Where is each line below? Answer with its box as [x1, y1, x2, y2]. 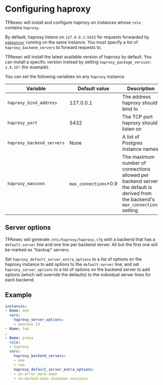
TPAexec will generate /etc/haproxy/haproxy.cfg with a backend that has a [5, 236, 155, 242]
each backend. [5, 277, 35, 282]
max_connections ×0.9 [69, 180, 118, 187]
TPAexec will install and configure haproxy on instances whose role [5, 19, 141, 25]
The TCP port [122, 113, 153, 120]
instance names [122, 145, 159, 152]
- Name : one [5, 308, 29, 313]
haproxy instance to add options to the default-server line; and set [5, 261, 139, 267]
